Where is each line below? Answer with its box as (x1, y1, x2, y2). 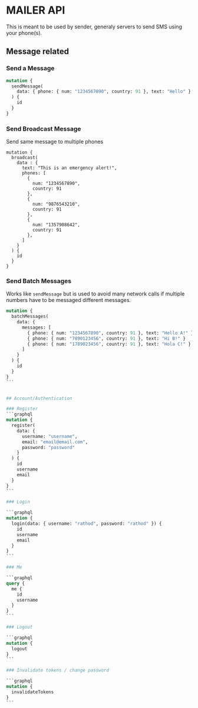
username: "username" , (21, 433, 78, 439)
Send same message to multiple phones (6, 138, 104, 145)
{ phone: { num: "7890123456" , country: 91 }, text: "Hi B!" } (27, 335, 186, 342)
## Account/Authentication (6, 395, 72, 401)
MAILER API (6, 4, 65, 17)
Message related (6, 47, 70, 57)
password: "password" (21, 444, 75, 450)
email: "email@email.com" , (21, 439, 88, 445)
